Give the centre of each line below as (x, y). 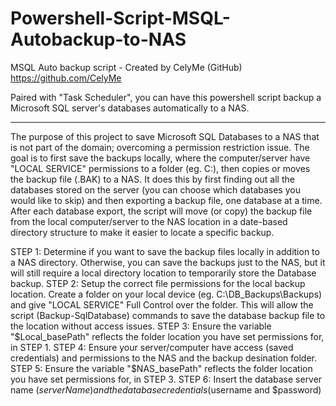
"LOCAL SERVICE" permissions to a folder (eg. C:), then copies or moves (160, 168)
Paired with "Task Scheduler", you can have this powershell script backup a (166, 97)
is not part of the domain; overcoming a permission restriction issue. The (160, 147)
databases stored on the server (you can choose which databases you (155, 189)
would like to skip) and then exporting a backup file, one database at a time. (166, 200)
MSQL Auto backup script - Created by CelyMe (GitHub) (126, 67)
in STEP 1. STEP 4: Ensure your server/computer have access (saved (152, 347)
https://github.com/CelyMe (66, 78)
